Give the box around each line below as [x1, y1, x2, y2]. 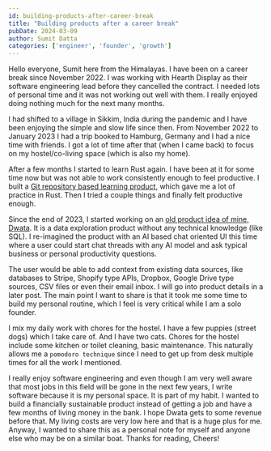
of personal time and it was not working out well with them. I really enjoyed [8, 90, 258, 100]
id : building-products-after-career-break [8, 11, 154, 20]
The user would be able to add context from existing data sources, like [8, 265, 243, 274]
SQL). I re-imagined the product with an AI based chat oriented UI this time [8, 232, 257, 241]
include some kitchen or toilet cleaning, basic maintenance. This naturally [8, 341, 253, 351]
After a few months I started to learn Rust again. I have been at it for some [8, 164, 255, 174]
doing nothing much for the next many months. [8, 99, 165, 108]
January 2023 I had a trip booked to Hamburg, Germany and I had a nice [8, 131, 251, 142]
